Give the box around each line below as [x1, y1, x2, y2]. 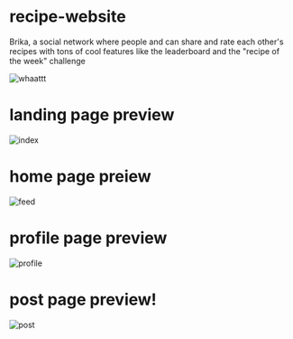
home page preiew [9, 166, 151, 187]
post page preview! [9, 289, 158, 309]
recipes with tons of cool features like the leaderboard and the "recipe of [9, 45, 280, 56]
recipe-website [9, 6, 126, 27]
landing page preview [9, 105, 175, 126]
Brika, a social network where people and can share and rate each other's [9, 36, 284, 47]
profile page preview [9, 228, 168, 248]
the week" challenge [9, 55, 86, 66]
